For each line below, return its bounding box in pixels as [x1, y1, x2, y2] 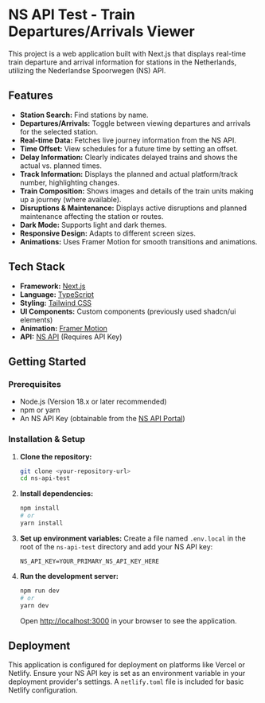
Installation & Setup [8, 434, 86, 445]
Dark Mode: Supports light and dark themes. [19, 220, 167, 229]
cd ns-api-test [19, 475, 71, 482]
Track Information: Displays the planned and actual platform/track [19, 169, 239, 178]
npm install [19, 504, 60, 513]
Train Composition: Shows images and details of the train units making [19, 186, 254, 196]
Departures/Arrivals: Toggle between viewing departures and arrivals [19, 118, 251, 128]
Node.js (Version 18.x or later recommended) [19, 396, 167, 407]
